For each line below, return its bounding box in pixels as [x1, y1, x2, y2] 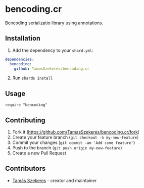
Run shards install [12, 75, 53, 81]
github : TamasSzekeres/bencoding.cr [14, 66, 90, 71]
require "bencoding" [5, 102, 48, 107]
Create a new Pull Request [12, 150, 67, 156]
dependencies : [5, 57, 35, 62]
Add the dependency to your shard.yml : [12, 47, 94, 53]
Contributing [5, 116, 46, 124]
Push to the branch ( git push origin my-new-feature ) [12, 145, 122, 150]
